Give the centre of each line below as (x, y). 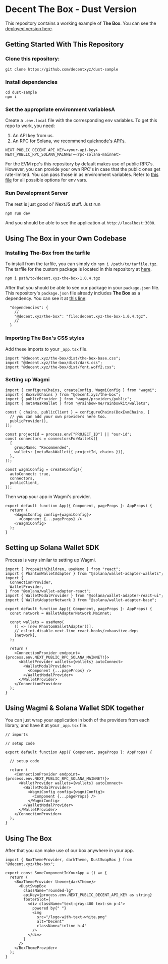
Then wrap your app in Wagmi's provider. (48, 496)
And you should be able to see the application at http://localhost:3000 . (80, 222)
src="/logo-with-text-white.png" (72, 917)
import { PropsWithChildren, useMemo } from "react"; (63, 569)
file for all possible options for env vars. (46, 180)
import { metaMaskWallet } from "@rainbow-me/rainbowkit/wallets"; (78, 403)
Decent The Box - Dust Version (71, 9)
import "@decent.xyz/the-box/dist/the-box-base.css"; (63, 358)
